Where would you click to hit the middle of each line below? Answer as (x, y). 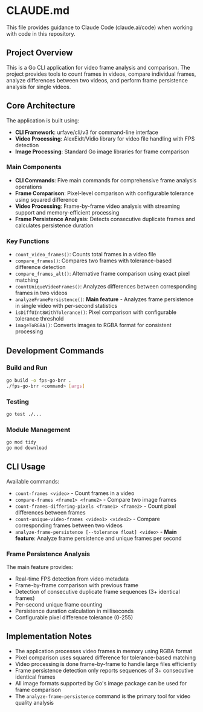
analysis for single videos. (39, 87)
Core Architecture (41, 106)
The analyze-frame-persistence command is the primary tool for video (103, 696)
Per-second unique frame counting (59, 604)
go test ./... (24, 414)
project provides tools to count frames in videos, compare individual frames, (101, 74)
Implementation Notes (49, 637)
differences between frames (50, 512)
